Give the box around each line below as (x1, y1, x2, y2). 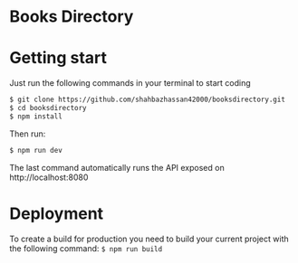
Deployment (9, 203, 104, 223)
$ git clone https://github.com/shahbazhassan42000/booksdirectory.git (9, 95, 285, 105)
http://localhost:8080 (9, 172, 89, 183)
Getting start (9, 48, 107, 69)
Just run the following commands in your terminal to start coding (9, 78, 251, 89)
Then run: (9, 128, 46, 139)
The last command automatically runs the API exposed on (9, 162, 225, 173)
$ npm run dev (9, 146, 63, 155)
